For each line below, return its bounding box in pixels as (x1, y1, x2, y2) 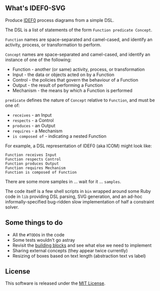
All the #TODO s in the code (12, 231, 65, 238)
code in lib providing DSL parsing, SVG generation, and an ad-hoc (5, 194, 143, 199)
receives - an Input (12, 112, 52, 118)
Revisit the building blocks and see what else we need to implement (12, 242, 152, 248)
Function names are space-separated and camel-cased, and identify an (5, 36, 153, 42)
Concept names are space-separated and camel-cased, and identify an (5, 51, 151, 57)
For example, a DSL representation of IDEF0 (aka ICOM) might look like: (5, 143, 152, 149)
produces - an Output (12, 122, 56, 128)
